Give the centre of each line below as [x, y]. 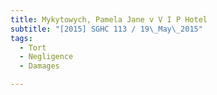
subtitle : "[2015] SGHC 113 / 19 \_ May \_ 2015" [106, 29]
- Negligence [46, 57]
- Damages [39, 66]
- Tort [33, 47]
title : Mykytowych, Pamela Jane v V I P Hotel [109, 19]
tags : [21, 38]
